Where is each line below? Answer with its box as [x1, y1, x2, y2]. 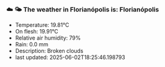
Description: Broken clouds [15, 48, 83, 55]
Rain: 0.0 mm [15, 41, 49, 48]
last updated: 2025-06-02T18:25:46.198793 [15, 54, 125, 61]
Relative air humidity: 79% [15, 34, 81, 41]
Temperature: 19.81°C [15, 21, 69, 29]
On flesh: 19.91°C [15, 28, 58, 35]
